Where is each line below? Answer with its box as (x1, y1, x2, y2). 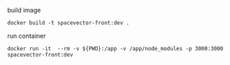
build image (7, 6, 41, 14)
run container (7, 31, 47, 40)
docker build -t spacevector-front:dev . (7, 20, 130, 27)
